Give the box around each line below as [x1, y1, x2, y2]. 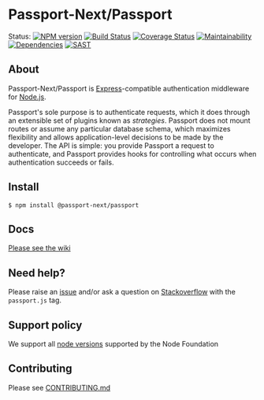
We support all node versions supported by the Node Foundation [8, 339, 219, 348]
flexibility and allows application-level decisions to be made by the [8, 132, 224, 142]
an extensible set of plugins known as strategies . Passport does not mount [8, 116, 251, 125]
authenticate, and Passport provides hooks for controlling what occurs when [8, 149, 257, 158]
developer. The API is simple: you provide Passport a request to [8, 140, 214, 150]
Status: [8, 31, 32, 41]
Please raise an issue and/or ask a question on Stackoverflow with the [8, 287, 236, 297]
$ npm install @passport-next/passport [8, 201, 139, 209]
